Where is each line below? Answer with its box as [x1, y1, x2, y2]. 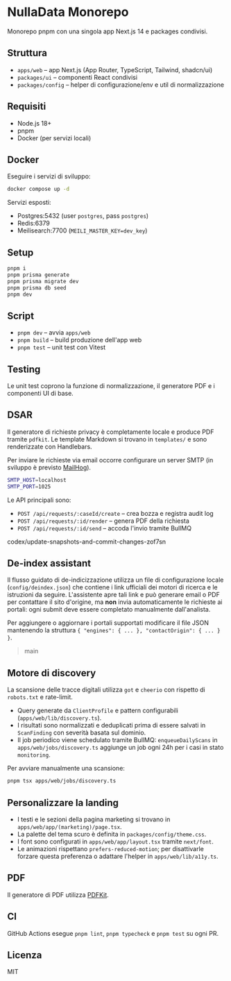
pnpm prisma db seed [7, 284, 67, 292]
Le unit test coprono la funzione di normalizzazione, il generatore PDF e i [7, 382, 215, 390]
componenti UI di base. [7, 389, 74, 398]
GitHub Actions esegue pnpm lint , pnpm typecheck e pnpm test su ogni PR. [7, 929, 219, 937]
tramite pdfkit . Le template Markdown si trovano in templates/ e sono [7, 435, 207, 443]
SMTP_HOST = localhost [7, 476, 67, 483]
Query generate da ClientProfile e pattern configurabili [17, 706, 179, 715]
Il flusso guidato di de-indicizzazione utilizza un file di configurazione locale [7, 576, 224, 584]
